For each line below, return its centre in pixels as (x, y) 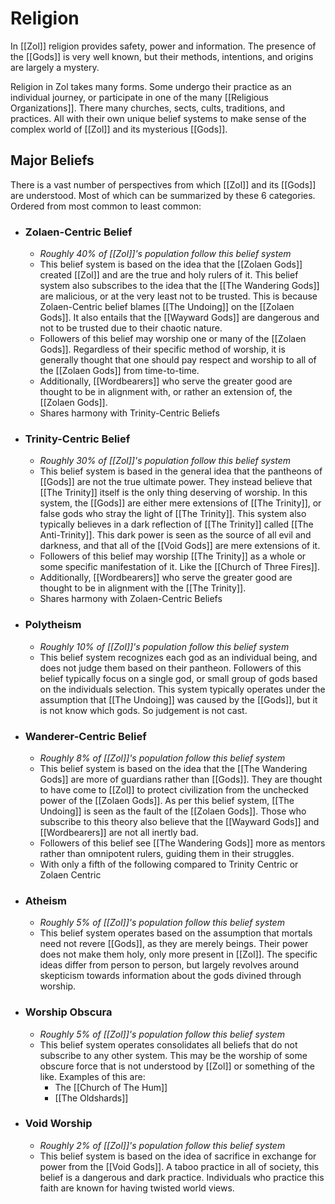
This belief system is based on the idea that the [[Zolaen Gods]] (171, 264)
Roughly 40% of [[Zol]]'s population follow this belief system (165, 254)
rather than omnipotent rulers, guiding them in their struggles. (167, 853)
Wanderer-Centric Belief (85, 736)
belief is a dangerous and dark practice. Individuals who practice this (182, 1177)
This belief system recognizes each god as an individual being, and (178, 657)
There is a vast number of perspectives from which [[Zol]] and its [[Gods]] (163, 184)
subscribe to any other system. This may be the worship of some (173, 1055)
